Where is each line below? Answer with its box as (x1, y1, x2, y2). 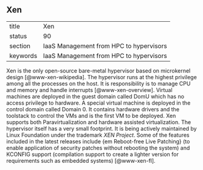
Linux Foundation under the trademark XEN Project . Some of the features (6, 131, 190, 139)
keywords (9, 51, 38, 60)
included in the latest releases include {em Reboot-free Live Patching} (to (6, 137, 190, 145)
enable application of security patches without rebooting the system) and (6, 144, 190, 151)
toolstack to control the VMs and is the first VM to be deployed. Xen (6, 112, 176, 119)
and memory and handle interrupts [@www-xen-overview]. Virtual (6, 86, 173, 93)
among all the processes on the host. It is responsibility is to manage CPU (6, 80, 191, 87)
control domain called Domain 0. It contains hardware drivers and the (6, 105, 180, 113)
